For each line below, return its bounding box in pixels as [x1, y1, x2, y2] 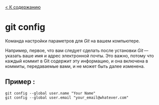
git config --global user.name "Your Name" [5, 91, 96, 96]
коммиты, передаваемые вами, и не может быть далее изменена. [5, 63, 145, 69]
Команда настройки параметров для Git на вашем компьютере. [5, 38, 140, 44]
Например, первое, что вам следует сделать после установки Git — [5, 47, 149, 53]
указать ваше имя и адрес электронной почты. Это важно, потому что [5, 52, 154, 58]
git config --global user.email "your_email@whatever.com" [5, 95, 129, 100]
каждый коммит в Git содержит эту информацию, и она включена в [5, 58, 149, 64]
